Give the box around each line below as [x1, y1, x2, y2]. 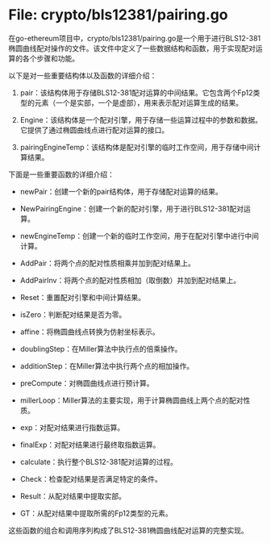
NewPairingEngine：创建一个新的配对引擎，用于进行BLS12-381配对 [19, 203, 244, 213]
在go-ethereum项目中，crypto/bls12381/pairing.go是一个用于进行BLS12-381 [8, 33, 261, 43]
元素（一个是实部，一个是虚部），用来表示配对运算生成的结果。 [34, 98, 244, 107]
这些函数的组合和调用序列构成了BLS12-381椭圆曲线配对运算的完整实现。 [8, 525, 248, 535]
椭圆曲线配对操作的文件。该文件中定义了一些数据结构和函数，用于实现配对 [8, 43, 256, 53]
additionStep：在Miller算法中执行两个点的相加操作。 [19, 361, 194, 370]
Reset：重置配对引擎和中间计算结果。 [19, 292, 145, 302]
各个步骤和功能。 [22, 53, 79, 63]
